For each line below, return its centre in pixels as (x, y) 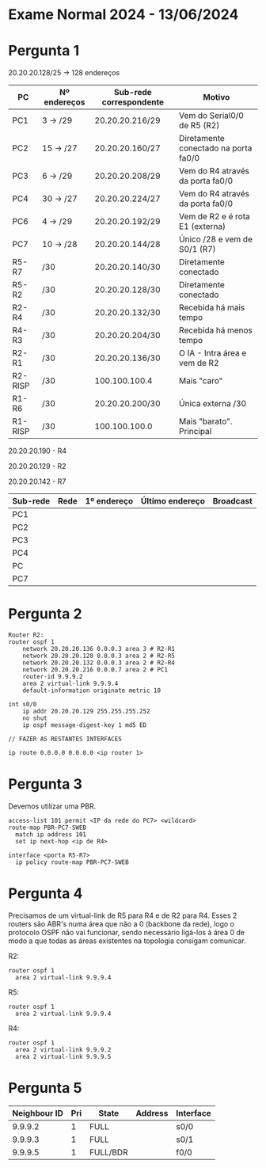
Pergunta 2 (45, 614)
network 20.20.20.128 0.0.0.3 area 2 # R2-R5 (99, 656)
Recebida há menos (216, 330)
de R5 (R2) (199, 126)
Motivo (217, 97)
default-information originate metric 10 (91, 691)
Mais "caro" (201, 381)
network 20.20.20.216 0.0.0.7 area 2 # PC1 (95, 670)
